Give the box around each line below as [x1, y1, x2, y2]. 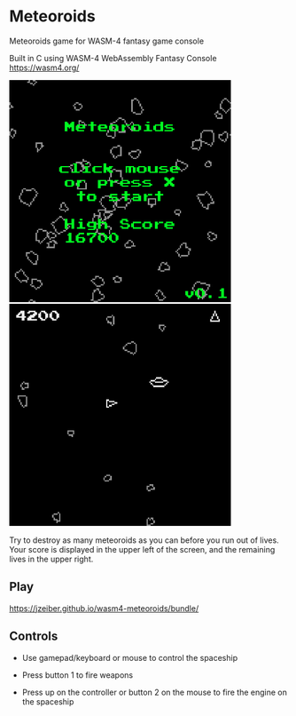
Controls [9, 629, 58, 644]
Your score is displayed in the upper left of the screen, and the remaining [9, 544, 276, 554]
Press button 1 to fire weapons [21, 669, 134, 680]
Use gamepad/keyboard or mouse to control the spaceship [21, 652, 238, 663]
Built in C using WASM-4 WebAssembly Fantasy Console [9, 52, 217, 63]
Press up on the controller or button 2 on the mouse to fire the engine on [21, 687, 288, 697]
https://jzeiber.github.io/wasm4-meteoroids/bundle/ [9, 602, 199, 614]
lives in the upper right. [9, 553, 94, 564]
